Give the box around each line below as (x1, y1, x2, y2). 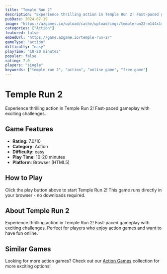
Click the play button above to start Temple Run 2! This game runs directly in (5, 187, 162, 193)
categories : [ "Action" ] (5, 26, 55, 31)
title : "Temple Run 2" (5, 7, 52, 12)
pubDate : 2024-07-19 (5, 16, 48, 21)
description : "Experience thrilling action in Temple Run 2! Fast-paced (5, 12, 159, 17)
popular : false (5, 53, 37, 59)
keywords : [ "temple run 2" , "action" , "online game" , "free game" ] (5, 68, 148, 73)
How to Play (5, 174, 43, 182)
